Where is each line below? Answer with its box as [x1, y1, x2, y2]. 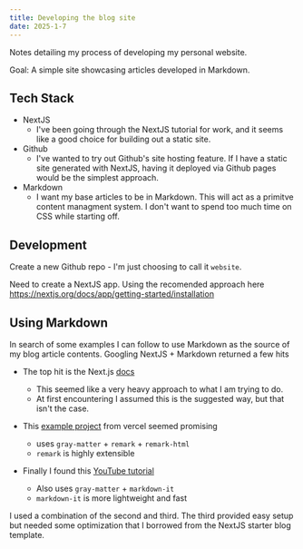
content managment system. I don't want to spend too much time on [35, 201, 292, 212]
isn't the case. [35, 403, 89, 414]
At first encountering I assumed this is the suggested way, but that [35, 393, 285, 404]
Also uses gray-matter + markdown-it [35, 483, 175, 494]
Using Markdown [9, 315, 109, 330]
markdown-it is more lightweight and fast [35, 492, 188, 504]
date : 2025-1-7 [9, 22, 67, 31]
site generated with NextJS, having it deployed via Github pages [35, 162, 277, 173]
